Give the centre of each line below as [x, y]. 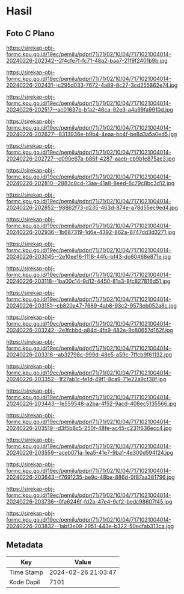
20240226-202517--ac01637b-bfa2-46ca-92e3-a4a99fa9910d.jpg [90, 109]
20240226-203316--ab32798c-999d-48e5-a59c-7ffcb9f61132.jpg [89, 355]
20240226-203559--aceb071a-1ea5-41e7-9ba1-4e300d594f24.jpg [90, 453]
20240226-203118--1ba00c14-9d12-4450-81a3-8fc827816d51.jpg [88, 281]
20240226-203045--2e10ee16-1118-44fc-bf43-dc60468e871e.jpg [89, 257]
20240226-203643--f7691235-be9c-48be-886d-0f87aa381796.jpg [91, 477]
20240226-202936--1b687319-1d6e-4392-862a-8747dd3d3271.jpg [91, 232]
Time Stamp [26, 572]
